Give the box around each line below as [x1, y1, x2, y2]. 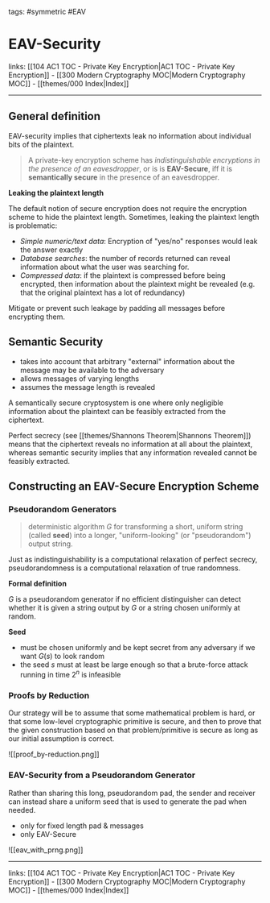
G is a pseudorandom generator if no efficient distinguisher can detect [8, 594, 242, 604]
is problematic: [8, 221, 58, 230]
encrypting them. [8, 312, 66, 321]
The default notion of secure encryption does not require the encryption [8, 203, 247, 213]
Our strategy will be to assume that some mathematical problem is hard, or [8, 708, 256, 718]
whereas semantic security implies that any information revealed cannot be [8, 447, 257, 458]
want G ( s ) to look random [19, 652, 105, 661]
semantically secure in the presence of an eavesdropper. [27, 172, 219, 182]
